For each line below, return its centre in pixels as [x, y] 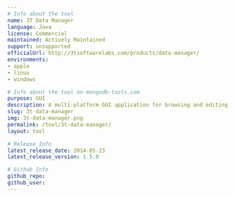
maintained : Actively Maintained [56, 40]
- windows [22, 79]
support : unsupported [39, 46]
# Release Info [30, 144]
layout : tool [26, 131]
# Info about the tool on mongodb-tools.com [74, 92]
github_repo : [26, 177]
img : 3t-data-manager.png [45, 118]
